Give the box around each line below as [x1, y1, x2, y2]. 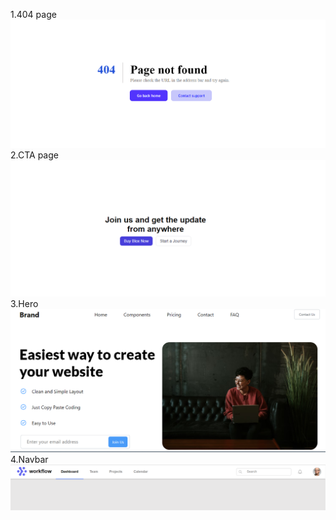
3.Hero [10, 298, 39, 310]
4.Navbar [10, 454, 49, 466]
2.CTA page [10, 149, 59, 161]
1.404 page [10, 9, 57, 20]
